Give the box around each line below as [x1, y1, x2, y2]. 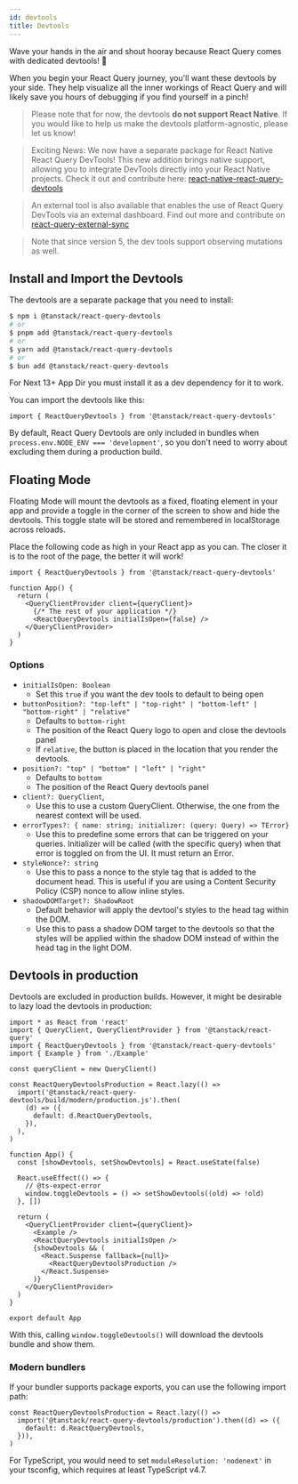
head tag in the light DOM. [35, 942, 132, 953]
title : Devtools [9, 21, 69, 30]
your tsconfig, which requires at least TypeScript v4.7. [9, 1464, 207, 1475]
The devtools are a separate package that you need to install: [9, 294, 234, 305]
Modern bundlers [9, 1361, 86, 1374]
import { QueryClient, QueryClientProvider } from [9, 1026, 201, 1035]
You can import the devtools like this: [9, 395, 145, 406]
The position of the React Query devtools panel [35, 781, 209, 792]
